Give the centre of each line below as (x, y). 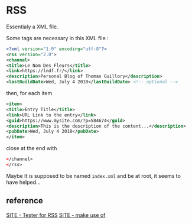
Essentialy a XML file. (32, 27)
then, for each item (29, 93)
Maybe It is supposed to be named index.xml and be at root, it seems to (94, 176)
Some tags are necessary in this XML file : (58, 38)
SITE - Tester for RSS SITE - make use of (56, 215)
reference (25, 201)
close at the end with (32, 148)
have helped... (23, 182)
